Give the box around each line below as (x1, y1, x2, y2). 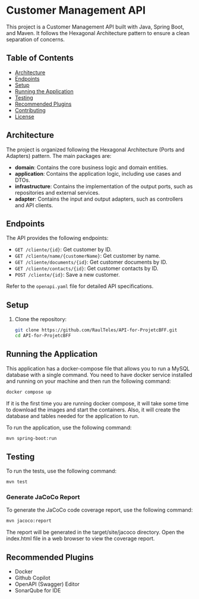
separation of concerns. (6, 36, 65, 43)
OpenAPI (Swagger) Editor (14, 581, 80, 588)
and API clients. (14, 201, 53, 208)
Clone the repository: (14, 316, 67, 323)
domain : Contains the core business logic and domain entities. (14, 164, 168, 171)
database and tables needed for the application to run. (6, 412, 140, 419)
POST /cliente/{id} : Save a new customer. (14, 271, 120, 278)
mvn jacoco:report (6, 518, 52, 524)
